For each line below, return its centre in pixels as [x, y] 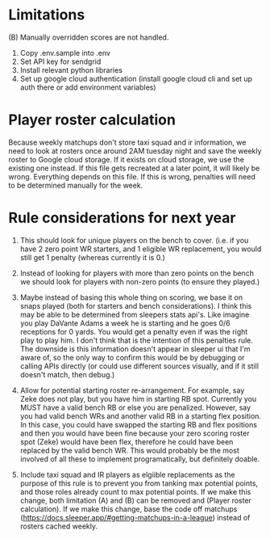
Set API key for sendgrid [60, 61]
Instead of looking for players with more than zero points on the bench [137, 273]
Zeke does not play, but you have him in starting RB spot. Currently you [138, 398]
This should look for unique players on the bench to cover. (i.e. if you [134, 240]
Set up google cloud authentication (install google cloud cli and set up [136, 78]
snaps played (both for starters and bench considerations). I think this [136, 305]
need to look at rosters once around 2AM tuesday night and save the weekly [135, 150]
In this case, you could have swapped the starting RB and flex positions [139, 424]
